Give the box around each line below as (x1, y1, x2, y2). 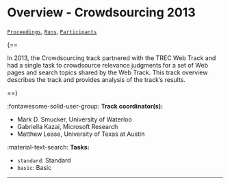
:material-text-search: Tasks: (7, 143, 90, 151)
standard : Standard (16, 156, 71, 165)
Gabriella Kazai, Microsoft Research (16, 122, 118, 130)
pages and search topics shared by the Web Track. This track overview (7, 68, 208, 76)
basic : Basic (16, 163, 52, 171)
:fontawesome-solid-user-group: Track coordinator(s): (7, 102, 163, 110)
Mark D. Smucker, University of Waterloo (16, 115, 132, 124)
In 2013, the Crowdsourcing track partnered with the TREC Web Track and (7, 53, 216, 62)
